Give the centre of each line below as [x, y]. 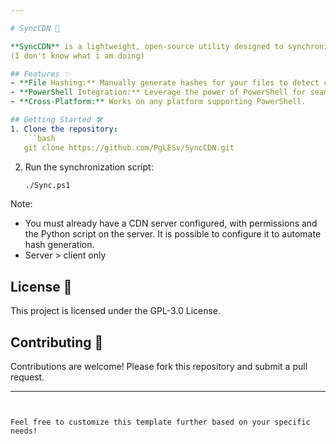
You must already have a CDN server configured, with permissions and [171, 223]
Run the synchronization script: [89, 167]
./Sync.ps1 [47, 185]
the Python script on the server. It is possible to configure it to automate [173, 234]
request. [27, 377]
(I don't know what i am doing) [77, 56]
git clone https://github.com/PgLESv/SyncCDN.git [129, 147]
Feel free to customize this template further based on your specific [160, 422]
